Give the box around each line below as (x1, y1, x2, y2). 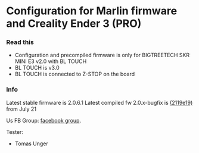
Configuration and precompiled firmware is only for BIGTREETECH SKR (14, 52, 189, 59)
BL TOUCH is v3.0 (14, 64, 60, 71)
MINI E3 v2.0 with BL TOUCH (14, 58, 87, 65)
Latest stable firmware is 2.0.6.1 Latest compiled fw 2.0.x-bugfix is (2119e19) (6, 99, 193, 106)
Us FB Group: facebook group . (6, 117, 82, 124)
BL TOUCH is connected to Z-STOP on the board (14, 70, 135, 78)
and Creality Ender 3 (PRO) (6, 17, 142, 30)
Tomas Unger (14, 140, 49, 147)
